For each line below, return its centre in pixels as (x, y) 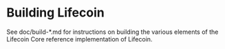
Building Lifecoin (55, 13)
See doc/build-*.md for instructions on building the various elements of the (112, 32)
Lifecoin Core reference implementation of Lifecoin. (79, 39)
